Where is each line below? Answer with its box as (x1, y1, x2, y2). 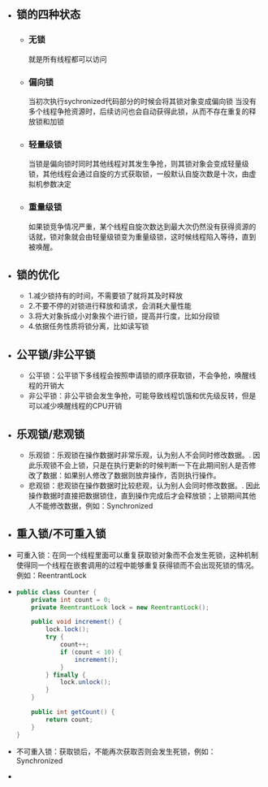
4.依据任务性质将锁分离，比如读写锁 (28, 322, 149, 331)
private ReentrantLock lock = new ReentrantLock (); (31, 603, 210, 612)
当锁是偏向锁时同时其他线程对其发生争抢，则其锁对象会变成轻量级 (28, 159, 249, 169)
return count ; (45, 716, 93, 724)
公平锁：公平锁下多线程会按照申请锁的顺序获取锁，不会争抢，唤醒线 (28, 370, 257, 380)
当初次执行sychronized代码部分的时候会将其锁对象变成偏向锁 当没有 (28, 96, 257, 106)
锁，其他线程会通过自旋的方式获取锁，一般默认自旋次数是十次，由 (28, 169, 249, 179)
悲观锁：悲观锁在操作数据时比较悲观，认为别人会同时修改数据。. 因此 (28, 481, 261, 491)
